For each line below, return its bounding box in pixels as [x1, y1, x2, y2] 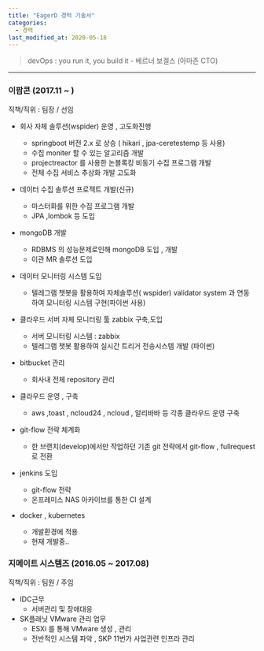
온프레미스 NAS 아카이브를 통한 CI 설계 [31, 494, 152, 504]
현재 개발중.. [31, 537, 69, 546]
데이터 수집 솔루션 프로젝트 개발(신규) [19, 184, 134, 194]
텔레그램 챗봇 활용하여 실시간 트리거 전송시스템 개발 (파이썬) [31, 340, 215, 351]
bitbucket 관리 [19, 358, 65, 367]
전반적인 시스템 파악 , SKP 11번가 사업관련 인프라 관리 [31, 634, 195, 643]
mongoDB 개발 [19, 228, 67, 237]
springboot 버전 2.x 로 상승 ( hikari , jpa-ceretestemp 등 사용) [31, 138, 225, 147]
